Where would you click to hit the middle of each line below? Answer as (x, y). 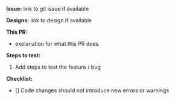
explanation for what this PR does (57, 44)
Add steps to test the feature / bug (58, 67)
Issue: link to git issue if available (48, 9)
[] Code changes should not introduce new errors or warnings (92, 90)
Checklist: (20, 79)
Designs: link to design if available (49, 20)
